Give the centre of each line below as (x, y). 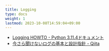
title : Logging (21, 9)
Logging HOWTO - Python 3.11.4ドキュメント (58, 37)
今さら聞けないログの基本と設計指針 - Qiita (56, 44)
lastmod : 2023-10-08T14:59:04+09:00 (43, 23)
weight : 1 (15, 18)
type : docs (16, 14)
